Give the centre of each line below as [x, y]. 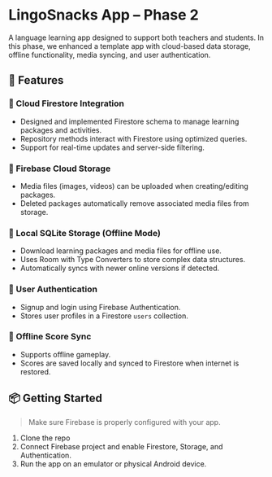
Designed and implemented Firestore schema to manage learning [130, 121]
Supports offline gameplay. [65, 354]
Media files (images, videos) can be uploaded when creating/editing [134, 186]
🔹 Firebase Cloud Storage [60, 168]
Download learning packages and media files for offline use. [121, 251]
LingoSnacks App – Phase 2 [104, 15]
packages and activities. [61, 130]
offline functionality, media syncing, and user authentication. [110, 55]
